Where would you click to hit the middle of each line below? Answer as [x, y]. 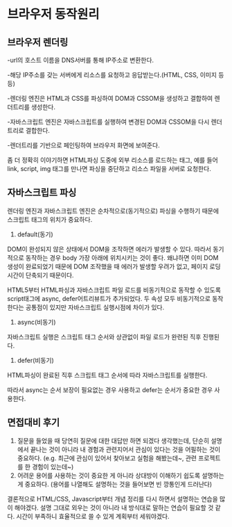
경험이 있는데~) [53, 467]
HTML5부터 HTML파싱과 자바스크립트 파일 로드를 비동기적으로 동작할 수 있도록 [114, 290]
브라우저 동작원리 [53, 14]
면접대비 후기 [34, 422]
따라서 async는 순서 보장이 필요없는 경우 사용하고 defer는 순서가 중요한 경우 [110, 389]
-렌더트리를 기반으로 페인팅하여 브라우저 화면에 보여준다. [84, 145]
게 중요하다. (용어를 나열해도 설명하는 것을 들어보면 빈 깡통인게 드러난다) [115, 484]
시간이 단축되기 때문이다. [41, 275]
